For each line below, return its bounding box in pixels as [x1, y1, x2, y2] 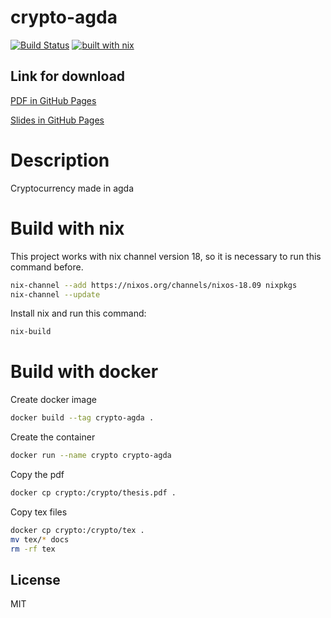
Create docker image [10, 394, 97, 406]
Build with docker [10, 361, 159, 383]
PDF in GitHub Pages [10, 94, 97, 106]
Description [10, 149, 110, 171]
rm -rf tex [10, 544, 56, 554]
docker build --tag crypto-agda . [10, 413, 155, 423]
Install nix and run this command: [10, 307, 147, 320]
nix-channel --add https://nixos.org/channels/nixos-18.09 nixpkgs [10, 280, 298, 290]
